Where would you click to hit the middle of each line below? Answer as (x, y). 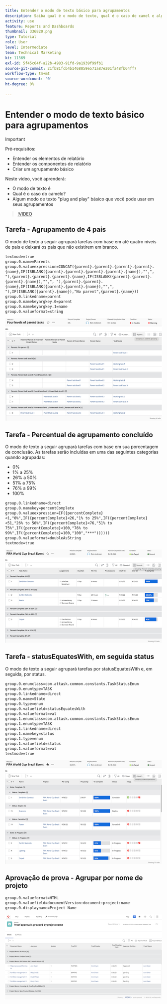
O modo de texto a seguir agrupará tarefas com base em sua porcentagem (82, 447)
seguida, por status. (26, 674)
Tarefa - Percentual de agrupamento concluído (79, 434)
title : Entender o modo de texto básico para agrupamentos (68, 10)
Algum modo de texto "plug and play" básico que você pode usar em (83, 199)
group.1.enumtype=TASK (29, 724)
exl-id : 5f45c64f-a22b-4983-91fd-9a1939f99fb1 (54, 63)
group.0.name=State (25, 699)
